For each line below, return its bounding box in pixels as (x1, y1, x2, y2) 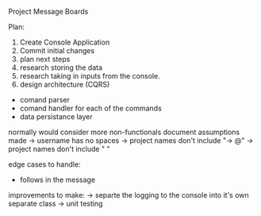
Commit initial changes (19, 46, 95, 55)
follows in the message (19, 175, 96, 184)
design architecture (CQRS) (19, 79, 110, 89)
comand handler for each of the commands (19, 103, 163, 113)
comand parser (19, 95, 70, 104)
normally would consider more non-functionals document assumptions (8, 127, 240, 137)
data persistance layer (19, 112, 93, 121)
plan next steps (19, 55, 71, 64)
